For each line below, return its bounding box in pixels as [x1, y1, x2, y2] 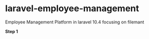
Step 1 [5, 28, 18, 34]
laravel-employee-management [5, 3, 140, 14]
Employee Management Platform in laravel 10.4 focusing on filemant [5, 19, 145, 25]
